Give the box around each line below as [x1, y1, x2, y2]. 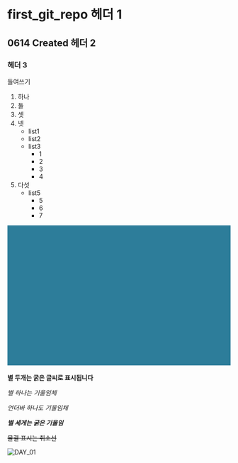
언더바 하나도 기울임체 [7, 403, 69, 412]
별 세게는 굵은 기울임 [7, 419, 64, 428]
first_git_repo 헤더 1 [7, 6, 123, 23]
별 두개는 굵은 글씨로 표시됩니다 [7, 374, 93, 382]
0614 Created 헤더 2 [7, 37, 96, 49]
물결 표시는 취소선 [7, 434, 57, 442]
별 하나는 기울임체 [7, 389, 57, 397]
